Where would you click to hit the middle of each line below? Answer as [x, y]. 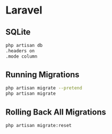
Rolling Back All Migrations [56, 112]
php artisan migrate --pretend [44, 88]
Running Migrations [43, 75]
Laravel [24, 10]
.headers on [20, 51]
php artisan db [24, 45]
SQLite [18, 32]
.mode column [22, 56]
